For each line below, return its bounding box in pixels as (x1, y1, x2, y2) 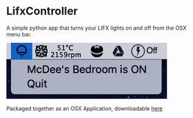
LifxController (6, 4, 78, 18)
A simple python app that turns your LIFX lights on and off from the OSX (6, 24, 187, 31)
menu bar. (6, 30, 32, 38)
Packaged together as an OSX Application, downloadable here (6, 105, 163, 112)
